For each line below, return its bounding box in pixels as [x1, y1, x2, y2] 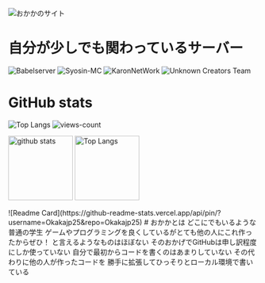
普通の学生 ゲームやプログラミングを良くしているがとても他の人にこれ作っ [8, 227, 252, 237]
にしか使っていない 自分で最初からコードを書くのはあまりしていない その [8, 247, 248, 257]
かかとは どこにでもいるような [157, 217, 256, 227]
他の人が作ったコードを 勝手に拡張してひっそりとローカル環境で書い [29, 257, 254, 266]
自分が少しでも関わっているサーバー [8, 40, 244, 57]
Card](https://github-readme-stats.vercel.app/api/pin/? [41, 208, 221, 217]
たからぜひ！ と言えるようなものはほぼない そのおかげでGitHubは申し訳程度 [8, 237, 257, 247]
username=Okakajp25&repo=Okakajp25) [8, 217, 143, 227]
